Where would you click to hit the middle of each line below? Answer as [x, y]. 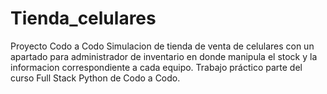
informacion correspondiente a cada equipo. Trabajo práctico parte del [156, 67]
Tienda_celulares [83, 18]
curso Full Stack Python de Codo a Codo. [95, 78]
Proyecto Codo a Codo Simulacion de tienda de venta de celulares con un [162, 46]
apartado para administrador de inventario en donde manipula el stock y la [164, 56]
